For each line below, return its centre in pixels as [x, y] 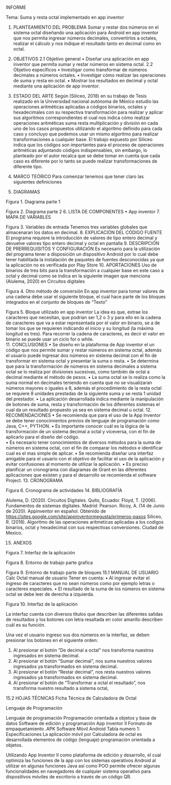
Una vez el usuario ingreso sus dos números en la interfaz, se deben [78, 635]
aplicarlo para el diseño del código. [43, 437]
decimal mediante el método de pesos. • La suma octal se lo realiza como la [86, 377]
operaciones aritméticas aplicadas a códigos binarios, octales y [80, 107]
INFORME [16, 7]
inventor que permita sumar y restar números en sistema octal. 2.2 [83, 64]
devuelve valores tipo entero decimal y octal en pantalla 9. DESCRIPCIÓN [83, 243]
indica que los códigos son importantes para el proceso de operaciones [89, 145]
